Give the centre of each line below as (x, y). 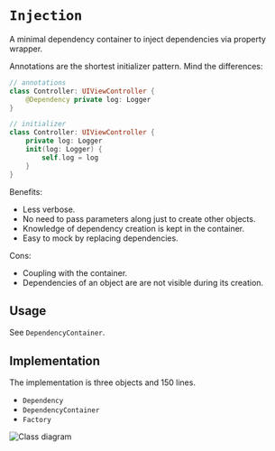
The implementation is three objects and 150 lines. (103, 382)
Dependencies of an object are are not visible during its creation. (143, 282)
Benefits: (26, 191)
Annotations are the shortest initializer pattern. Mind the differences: (136, 66)
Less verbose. (49, 209)
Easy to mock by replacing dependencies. (100, 238)
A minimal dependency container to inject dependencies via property (137, 39)
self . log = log (70, 157)
